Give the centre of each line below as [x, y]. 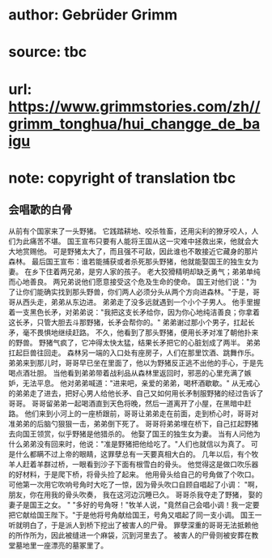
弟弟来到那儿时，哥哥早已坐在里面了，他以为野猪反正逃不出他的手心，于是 [132, 363]
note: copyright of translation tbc [122, 178]
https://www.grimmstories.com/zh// [134, 106]
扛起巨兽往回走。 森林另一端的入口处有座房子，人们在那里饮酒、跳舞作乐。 [134, 352]
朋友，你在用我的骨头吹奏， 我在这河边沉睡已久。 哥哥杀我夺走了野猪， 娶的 [136, 494]
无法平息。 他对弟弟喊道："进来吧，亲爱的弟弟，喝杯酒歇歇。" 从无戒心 [141, 383]
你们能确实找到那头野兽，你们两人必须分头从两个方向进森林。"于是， [138, 292]
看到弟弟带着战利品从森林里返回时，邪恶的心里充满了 [155, 373]
